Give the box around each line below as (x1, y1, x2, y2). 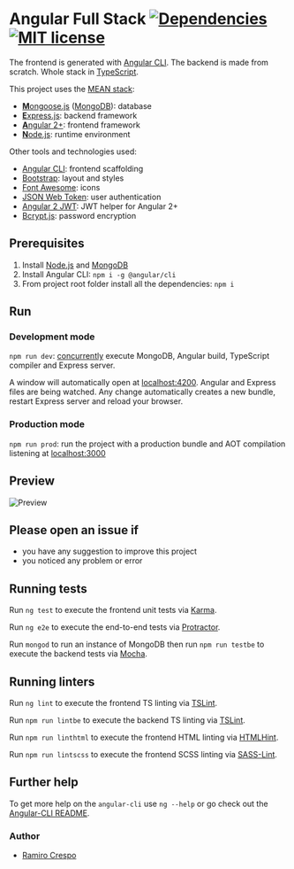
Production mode (9, 418, 86, 431)
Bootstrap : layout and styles (21, 173, 124, 183)
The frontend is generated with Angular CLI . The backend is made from (9, 57, 269, 67)
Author (9, 829, 41, 842)
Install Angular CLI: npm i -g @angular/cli (21, 268, 177, 279)
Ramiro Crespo (21, 850, 77, 861)
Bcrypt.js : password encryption (21, 210, 137, 221)
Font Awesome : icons (21, 182, 101, 192)
